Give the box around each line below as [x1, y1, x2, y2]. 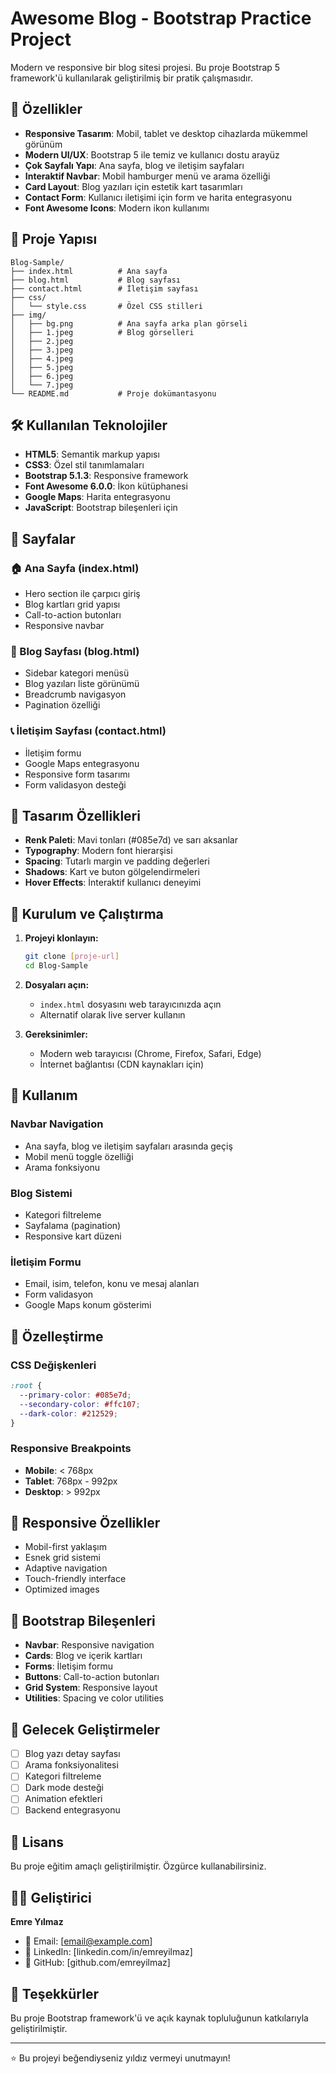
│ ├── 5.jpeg [10, 362, 74, 372]
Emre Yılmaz [10, 1916, 64, 1928]
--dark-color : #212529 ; [19, 1408, 118, 1419]
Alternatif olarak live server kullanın [39, 1009, 186, 1021]
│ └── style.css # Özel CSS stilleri [10, 301, 203, 311]
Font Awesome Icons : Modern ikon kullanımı [24, 202, 210, 214]
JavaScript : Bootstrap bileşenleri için [24, 502, 178, 514]
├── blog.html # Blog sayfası [10, 275, 182, 285]
